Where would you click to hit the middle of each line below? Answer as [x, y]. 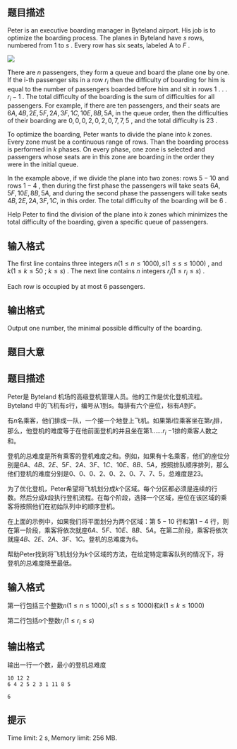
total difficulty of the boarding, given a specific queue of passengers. [108, 222]
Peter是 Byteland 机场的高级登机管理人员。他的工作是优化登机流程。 [107, 397]
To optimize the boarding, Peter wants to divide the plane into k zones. [110, 135]
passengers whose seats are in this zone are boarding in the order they [111, 157]
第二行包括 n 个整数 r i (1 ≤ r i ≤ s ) [51, 622]
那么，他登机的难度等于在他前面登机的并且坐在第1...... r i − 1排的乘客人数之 [113, 431]
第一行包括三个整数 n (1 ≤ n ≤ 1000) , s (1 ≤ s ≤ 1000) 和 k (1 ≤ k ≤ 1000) [106, 606]
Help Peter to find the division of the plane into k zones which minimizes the [117, 215]
